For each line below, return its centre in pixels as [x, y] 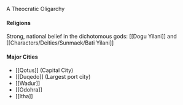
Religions [18, 23]
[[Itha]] [24, 96]
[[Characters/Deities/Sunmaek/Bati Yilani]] [60, 43]
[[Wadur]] [28, 83]
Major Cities [22, 57]
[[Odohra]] [29, 90]
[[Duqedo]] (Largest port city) [53, 77]
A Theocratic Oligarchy [36, 9]
